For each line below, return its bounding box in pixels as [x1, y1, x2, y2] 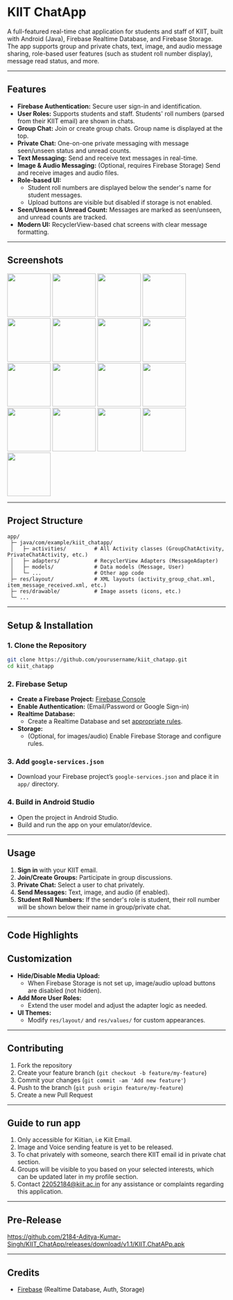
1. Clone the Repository [7, 640, 87, 650]
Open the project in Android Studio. [17, 813, 119, 821]
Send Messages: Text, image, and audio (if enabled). [17, 888, 170, 896]
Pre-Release [7, 1214, 62, 1226]
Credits [7, 1267, 40, 1278]
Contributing [7, 1043, 64, 1054]
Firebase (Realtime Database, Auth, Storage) [17, 1285, 145, 1293]
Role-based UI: [17, 175, 62, 184]
